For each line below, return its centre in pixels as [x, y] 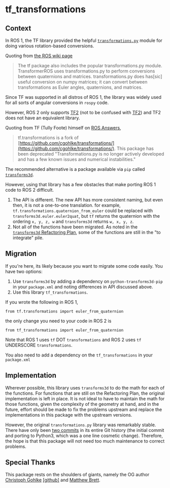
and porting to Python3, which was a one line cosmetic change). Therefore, [84, 435]
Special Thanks [30, 463]
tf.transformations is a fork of [48, 138]
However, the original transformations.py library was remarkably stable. [81, 425]
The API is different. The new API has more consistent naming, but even [88, 200]
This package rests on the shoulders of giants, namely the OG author [77, 475]
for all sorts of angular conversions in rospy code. [57, 102]
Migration [21, 254]
